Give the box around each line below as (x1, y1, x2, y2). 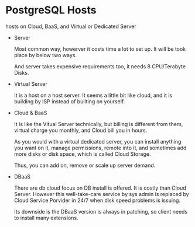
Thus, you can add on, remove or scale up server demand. (13, 162, 156, 169)
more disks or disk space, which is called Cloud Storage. (13, 150, 151, 158)
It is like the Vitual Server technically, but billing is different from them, (13, 120, 183, 127)
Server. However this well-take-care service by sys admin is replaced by (13, 190, 189, 197)
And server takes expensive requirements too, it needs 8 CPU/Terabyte (13, 62, 186, 70)
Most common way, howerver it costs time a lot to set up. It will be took (13, 45, 186, 53)
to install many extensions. (13, 214, 78, 221)
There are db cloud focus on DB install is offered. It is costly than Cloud (13, 184, 186, 191)
